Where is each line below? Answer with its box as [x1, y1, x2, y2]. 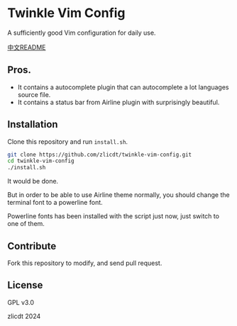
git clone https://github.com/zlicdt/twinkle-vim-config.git [7, 151, 192, 158]
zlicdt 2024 [7, 312, 41, 320]
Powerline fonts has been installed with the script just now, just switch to [7, 212, 220, 220]
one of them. [7, 220, 45, 228]
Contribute [7, 240, 57, 252]
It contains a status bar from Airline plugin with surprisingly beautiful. [17, 98, 220, 106]
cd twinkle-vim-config [7, 157, 75, 164]
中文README [7, 43, 46, 51]
